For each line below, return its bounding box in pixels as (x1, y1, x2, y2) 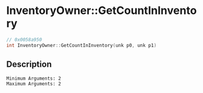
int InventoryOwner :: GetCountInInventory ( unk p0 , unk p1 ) (6, 42, 157, 49)
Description (6, 59, 52, 70)
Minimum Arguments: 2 (6, 75, 62, 81)
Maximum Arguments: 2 (6, 80, 62, 87)
